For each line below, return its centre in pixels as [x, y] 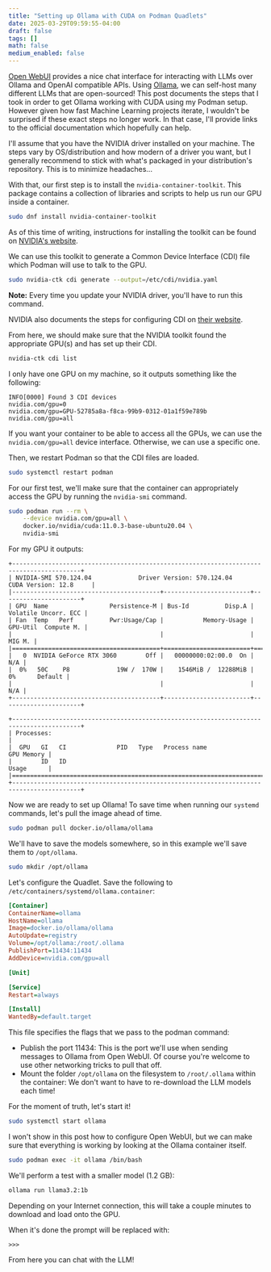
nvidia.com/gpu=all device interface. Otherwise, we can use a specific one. [134, 441]
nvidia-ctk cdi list [43, 358]
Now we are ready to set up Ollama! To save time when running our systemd [134, 805]
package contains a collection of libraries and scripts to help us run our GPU [135, 193]
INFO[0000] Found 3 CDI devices [63, 397]
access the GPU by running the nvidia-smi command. [98, 496]
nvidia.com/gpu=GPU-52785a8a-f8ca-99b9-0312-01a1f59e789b [108, 411]
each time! [38, 1091]
